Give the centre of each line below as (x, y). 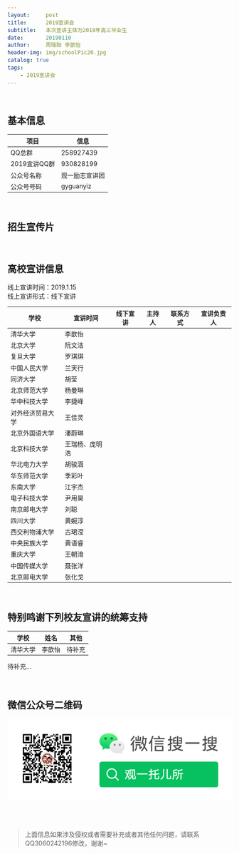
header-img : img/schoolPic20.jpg (57, 53)
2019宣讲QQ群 (33, 164)
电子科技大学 (29, 498)
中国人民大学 (29, 368)
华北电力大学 (29, 464)
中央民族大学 (29, 543)
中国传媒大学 (29, 565)
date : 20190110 (39, 38)
